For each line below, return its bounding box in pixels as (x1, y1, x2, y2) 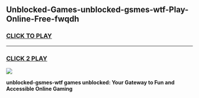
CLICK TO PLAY (6, 32, 52, 40)
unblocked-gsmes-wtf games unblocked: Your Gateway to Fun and (6, 78, 175, 86)
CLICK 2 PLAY (6, 54, 47, 62)
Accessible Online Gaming (6, 85, 73, 92)
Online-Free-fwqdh (6, 14, 79, 24)
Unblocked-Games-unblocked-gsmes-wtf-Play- (6, 5, 189, 15)
